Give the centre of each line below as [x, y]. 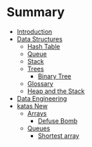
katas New [32, 106]
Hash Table [44, 46]
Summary [35, 12]
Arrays [37, 113]
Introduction [34, 31]
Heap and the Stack [56, 91]
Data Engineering [42, 98]
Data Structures [39, 38]
